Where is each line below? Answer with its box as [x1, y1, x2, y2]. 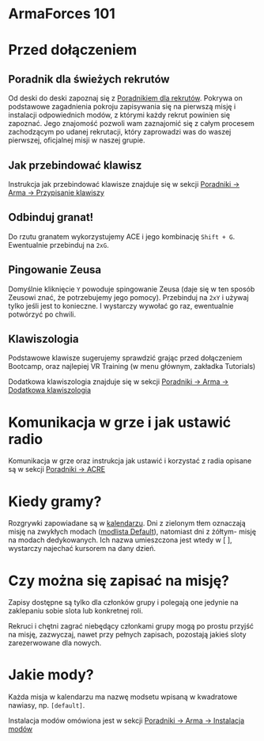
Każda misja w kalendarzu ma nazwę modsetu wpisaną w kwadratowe [8, 692, 238, 701]
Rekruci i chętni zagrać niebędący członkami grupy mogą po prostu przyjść [8, 621, 255, 631]
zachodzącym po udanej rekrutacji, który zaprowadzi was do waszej [8, 127, 232, 137]
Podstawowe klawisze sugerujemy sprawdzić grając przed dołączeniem [8, 353, 243, 363]
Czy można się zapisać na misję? [8, 572, 229, 590]
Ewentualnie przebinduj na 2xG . [8, 240, 109, 249]
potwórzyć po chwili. [8, 310, 77, 319]
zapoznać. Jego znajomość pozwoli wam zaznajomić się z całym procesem [8, 119, 255, 128]
